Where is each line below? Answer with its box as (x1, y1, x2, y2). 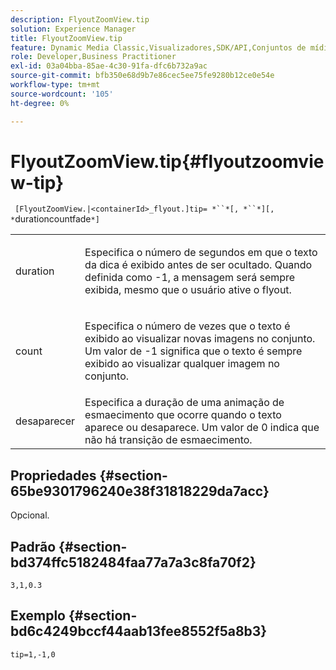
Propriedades (10, 467, 97, 484)
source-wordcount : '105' (10, 89, 114, 99)
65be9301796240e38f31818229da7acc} (10, 482, 270, 500)
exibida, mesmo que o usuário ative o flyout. (84, 283, 292, 297)
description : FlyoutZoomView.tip (10, 14, 150, 25)
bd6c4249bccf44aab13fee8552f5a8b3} (10, 623, 268, 640)
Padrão (10, 538, 57, 555)
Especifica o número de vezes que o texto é (84, 319, 291, 333)
